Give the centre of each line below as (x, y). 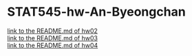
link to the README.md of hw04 (53, 45)
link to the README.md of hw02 (53, 31)
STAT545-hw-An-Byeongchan (96, 12)
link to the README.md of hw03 (53, 38)
